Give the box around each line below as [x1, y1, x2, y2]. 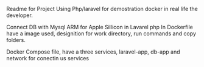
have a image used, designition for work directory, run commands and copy [6, 30, 197, 37]
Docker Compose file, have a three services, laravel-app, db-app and [6, 48, 181, 55]
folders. [6, 37, 26, 43]
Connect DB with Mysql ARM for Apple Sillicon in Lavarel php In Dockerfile [6, 24, 193, 30]
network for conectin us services [6, 55, 90, 62]
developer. [6, 12, 33, 19]
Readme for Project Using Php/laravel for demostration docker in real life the [6, 5, 198, 12]
